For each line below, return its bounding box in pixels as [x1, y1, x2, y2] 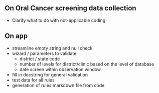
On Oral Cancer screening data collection [5, 4, 136, 12]
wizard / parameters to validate [12, 50, 77, 56]
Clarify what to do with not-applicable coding [12, 17, 106, 23]
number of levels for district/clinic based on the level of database [19, 61, 154, 67]
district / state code [19, 55, 60, 61]
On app [5, 32, 28, 40]
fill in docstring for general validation [12, 71, 88, 77]
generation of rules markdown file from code [12, 82, 105, 88]
